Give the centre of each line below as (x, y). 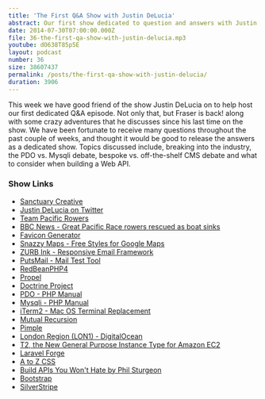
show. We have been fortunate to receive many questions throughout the (127, 130)
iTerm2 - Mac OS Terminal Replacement (85, 311)
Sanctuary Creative (51, 201)
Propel (31, 277)
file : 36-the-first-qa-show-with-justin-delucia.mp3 (97, 38)
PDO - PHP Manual (51, 293)
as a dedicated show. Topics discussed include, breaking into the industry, (130, 147)
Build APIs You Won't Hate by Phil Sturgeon (90, 370)
